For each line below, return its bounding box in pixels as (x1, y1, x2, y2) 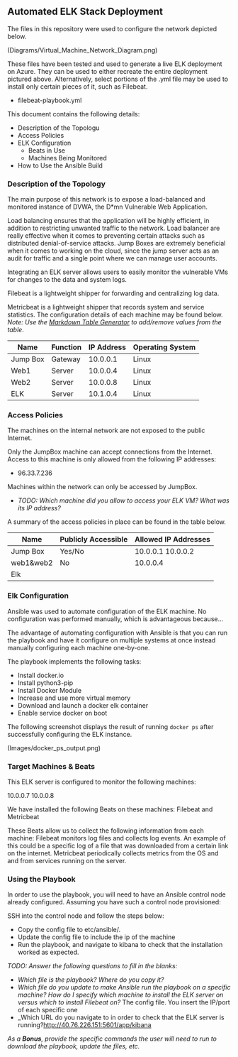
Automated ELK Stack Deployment (7, 6, 163, 18)
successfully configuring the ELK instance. (7, 730, 132, 738)
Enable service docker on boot (17, 708, 108, 717)
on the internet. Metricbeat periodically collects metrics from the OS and (7, 849, 219, 858)
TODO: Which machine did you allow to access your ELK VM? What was (17, 496, 230, 505)
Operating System (132, 342, 196, 352)
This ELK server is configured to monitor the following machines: (7, 777, 196, 786)
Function (51, 342, 82, 352)
